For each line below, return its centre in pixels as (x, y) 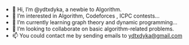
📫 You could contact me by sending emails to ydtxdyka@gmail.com (97, 36)
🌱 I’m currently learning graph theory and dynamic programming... (94, 22)
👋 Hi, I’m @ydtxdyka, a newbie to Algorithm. (67, 9)
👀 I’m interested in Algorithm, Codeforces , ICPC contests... (86, 16)
